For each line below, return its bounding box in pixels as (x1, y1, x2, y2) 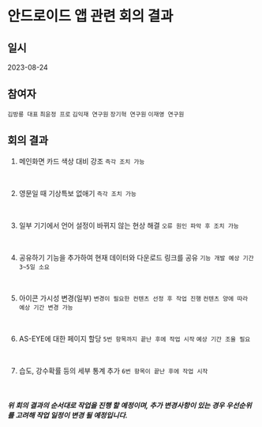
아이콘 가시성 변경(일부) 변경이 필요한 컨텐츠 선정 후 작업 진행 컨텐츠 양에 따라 (18, 293, 249, 303)
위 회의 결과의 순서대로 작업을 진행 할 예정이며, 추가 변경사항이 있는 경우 (7, 401, 225, 410)
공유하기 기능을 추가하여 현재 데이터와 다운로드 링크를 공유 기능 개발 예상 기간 (18, 252, 254, 262)
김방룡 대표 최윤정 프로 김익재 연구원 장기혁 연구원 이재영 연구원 (7, 110, 185, 119)
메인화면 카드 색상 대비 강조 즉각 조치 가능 (18, 156, 145, 166)
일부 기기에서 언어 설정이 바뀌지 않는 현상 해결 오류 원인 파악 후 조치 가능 (18, 221, 240, 230)
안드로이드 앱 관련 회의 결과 (7, 7, 174, 25)
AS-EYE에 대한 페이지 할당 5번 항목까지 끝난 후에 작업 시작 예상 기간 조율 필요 (18, 334, 251, 343)
